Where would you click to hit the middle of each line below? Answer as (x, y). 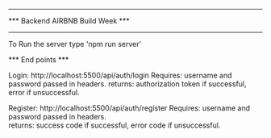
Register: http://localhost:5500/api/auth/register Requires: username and (129, 108)
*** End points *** (39, 60)
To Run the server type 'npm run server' (75, 44)
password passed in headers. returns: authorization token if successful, (128, 84)
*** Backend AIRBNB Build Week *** (69, 21)
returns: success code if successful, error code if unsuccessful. (115, 125)
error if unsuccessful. (44, 92)
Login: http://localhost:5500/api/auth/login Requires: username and (120, 75)
